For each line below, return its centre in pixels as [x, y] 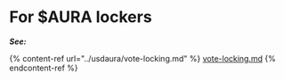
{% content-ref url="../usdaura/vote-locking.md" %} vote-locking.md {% [142, 58]
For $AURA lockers [81, 17]
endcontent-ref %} [44, 68]
